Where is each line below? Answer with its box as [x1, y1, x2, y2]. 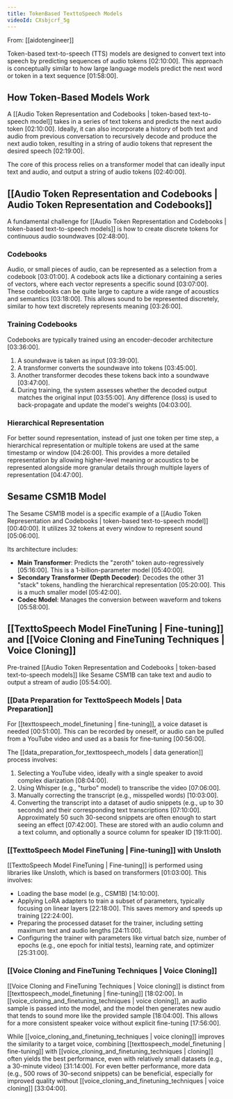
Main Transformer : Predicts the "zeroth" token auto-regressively [17, 558, 204, 567]
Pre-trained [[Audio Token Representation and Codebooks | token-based [7, 663, 216, 671]
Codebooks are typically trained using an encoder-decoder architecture [7, 335, 214, 344]
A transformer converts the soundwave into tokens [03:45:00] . [17, 363, 198, 372]
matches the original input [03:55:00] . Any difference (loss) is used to [17, 393, 218, 401]
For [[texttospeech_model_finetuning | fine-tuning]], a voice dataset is [7, 719, 208, 728]
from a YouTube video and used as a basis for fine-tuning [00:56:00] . [7, 735, 207, 743]
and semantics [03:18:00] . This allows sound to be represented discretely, [7, 295, 220, 303]
